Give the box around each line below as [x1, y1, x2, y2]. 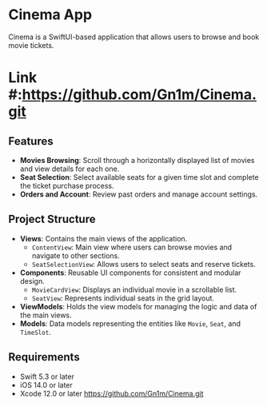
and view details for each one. [19, 164, 120, 173]
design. [19, 276, 46, 285]
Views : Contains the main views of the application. [19, 233, 188, 243]
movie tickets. [8, 40, 54, 50]
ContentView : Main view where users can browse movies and [31, 242, 233, 252]
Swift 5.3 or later [19, 372, 74, 381]
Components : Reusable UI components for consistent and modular [19, 268, 241, 277]
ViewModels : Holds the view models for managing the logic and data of [19, 301, 257, 311]
